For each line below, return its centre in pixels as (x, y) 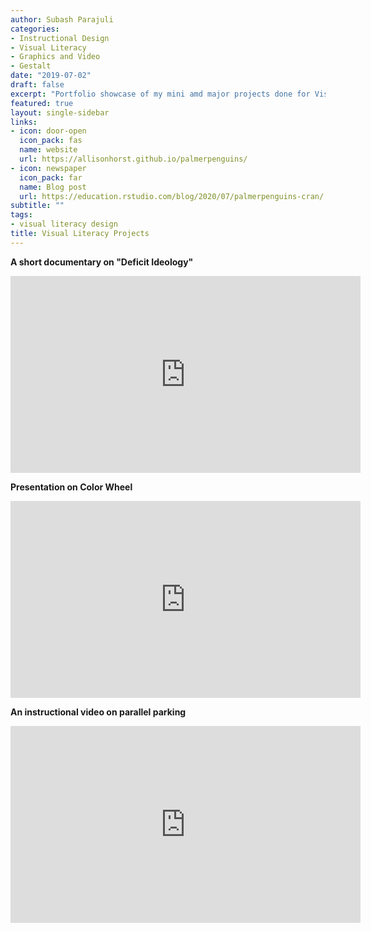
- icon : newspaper (48, 168)
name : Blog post (53, 187)
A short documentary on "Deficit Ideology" (102, 262)
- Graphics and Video (55, 57)
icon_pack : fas (51, 141)
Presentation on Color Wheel (71, 487)
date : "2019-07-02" (51, 76)
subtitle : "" (37, 206)
